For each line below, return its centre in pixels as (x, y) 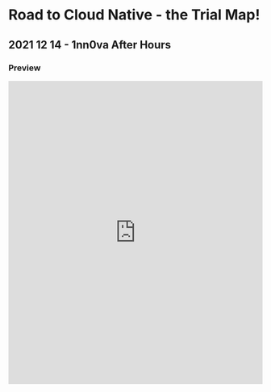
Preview (25, 68)
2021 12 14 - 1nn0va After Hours (90, 45)
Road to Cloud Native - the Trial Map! (134, 15)
